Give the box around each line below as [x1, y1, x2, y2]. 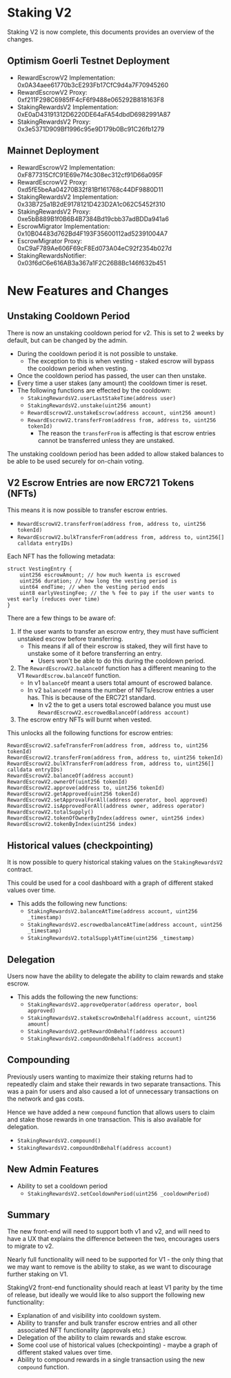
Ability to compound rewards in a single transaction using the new [17, 1356, 205, 1364]
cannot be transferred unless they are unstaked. [37, 436, 174, 444]
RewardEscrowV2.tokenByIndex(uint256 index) [7, 821, 137, 828]
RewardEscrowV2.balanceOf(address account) [7, 773, 134, 780]
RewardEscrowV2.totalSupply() [7, 809, 94, 816]
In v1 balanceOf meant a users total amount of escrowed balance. [27, 679, 212, 687]
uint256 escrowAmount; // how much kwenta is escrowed [19, 572, 181, 578]
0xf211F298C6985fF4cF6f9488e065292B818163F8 [17, 95, 164, 104]
